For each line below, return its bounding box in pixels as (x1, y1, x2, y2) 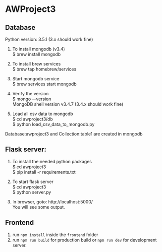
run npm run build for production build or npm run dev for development (12, 237, 157, 243)
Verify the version (12, 91, 49, 96)
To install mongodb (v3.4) (12, 46, 65, 52)
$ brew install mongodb (12, 51, 61, 57)
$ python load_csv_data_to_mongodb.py (12, 122, 95, 127)
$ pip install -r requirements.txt (12, 169, 76, 175)
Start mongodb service (12, 76, 59, 81)
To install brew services (12, 61, 61, 66)
